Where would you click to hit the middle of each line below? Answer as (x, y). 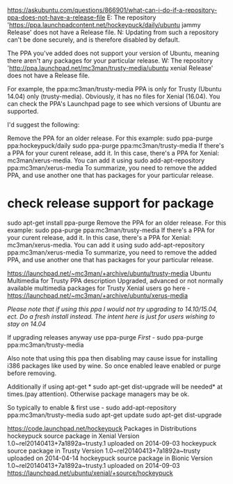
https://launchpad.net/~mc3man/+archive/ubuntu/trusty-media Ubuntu (109, 273)
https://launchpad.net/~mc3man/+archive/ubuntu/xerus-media (98, 295)
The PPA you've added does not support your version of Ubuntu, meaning (113, 53)
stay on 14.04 (27, 324)
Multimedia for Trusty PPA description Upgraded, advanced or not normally (115, 280)
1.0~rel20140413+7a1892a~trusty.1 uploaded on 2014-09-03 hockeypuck (112, 443)
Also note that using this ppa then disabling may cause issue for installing (112, 358)
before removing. (32, 373)
